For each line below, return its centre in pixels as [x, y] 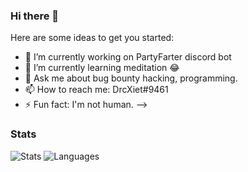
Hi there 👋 [35, 16]
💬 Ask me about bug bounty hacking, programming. [131, 78]
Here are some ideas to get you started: [92, 38]
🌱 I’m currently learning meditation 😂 [102, 68]
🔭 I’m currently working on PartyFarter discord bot [128, 57]
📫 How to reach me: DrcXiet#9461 [96, 90]
